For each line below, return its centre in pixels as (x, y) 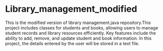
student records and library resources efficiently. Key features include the (81, 33)
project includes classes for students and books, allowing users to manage (82, 27)
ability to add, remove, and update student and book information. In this (78, 38)
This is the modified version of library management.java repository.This (78, 23)
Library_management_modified (71, 9)
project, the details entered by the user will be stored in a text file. (72, 43)
